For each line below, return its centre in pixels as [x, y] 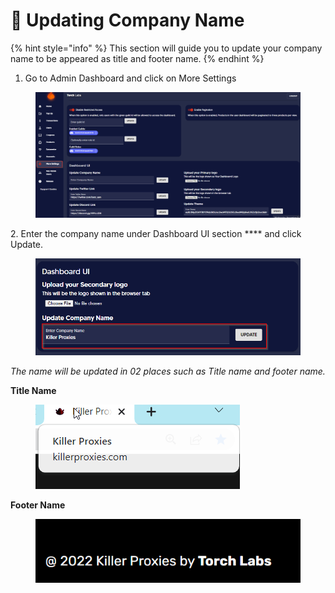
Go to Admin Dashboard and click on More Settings [130, 78]
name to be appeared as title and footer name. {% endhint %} [137, 58]
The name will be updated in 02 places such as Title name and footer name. [168, 371]
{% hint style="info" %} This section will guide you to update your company [166, 48]
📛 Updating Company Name [127, 20]
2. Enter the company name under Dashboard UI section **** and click [156, 233]
